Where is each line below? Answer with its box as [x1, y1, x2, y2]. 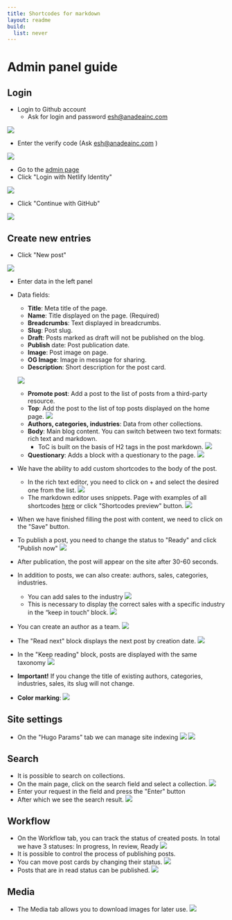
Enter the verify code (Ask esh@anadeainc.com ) [17, 139, 158, 148]
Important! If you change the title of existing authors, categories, [17, 672, 203, 680]
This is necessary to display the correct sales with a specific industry [27, 600, 225, 609]
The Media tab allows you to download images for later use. [17, 905, 188, 914]
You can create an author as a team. [17, 623, 121, 631]
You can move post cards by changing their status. [17, 858, 163, 866]
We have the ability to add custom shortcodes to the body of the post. [17, 465, 217, 473]
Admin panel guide [7, 60, 118, 75]
